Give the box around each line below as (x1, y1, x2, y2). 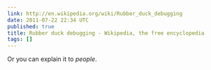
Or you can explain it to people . (7, 55, 98, 63)
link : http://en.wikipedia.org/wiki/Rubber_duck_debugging (7, 10, 183, 17)
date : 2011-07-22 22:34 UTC (7, 17, 89, 24)
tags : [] (7, 36, 33, 43)
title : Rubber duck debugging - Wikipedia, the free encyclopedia (7, 29, 205, 37)
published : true (7, 23, 54, 30)
